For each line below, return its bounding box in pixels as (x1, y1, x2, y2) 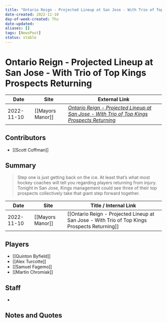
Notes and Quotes (5, 311, 63, 320)
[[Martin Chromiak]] (12, 269, 53, 275)
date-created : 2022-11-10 (5, 12, 59, 17)
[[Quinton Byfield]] (12, 253, 51, 259)
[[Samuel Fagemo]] (12, 264, 52, 270)
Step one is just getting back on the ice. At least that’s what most (17, 174, 150, 180)
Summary (5, 161, 36, 170)
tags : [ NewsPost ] (5, 30, 41, 35)
